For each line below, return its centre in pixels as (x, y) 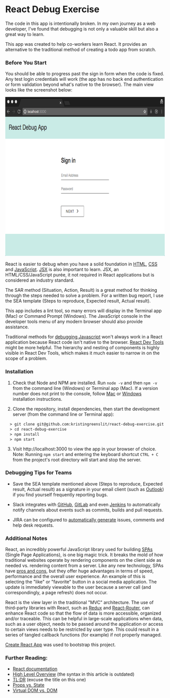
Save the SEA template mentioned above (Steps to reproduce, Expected (88, 483)
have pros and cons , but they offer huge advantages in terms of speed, (79, 571)
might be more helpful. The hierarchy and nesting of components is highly (82, 348)
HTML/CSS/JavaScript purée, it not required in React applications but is (80, 275)
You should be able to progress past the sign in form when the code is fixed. (85, 74)
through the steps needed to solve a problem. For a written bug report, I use (84, 295)
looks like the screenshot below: (39, 90)
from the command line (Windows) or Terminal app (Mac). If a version (85, 388)
